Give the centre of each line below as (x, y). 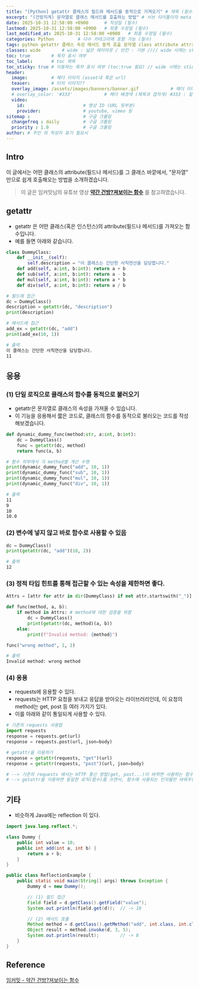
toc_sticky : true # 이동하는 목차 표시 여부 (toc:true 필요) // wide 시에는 (94, 67)
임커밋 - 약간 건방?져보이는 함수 (43, 980)
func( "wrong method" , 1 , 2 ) (41, 645)
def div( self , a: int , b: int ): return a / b (71, 285)
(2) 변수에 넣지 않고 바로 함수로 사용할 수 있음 (66, 533)
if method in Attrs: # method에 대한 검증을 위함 (74, 613)
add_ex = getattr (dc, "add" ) (42, 329)
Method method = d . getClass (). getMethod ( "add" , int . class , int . (108, 924)
